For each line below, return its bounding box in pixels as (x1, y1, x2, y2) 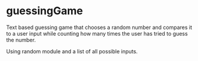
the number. (6, 36, 36, 43)
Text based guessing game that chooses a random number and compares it (6, 24, 193, 31)
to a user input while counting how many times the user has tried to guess (6, 30, 188, 37)
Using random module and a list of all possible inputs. (6, 47, 138, 54)
